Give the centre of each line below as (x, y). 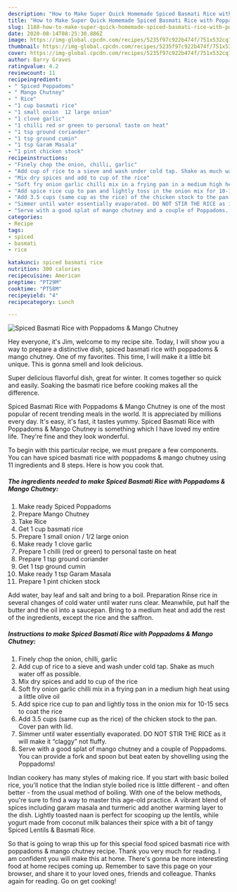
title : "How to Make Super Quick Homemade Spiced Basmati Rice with (110, 20)
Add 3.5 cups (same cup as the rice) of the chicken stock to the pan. (117, 719)
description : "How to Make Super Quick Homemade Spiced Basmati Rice (112, 14)
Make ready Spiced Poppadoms (65, 507)
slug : (16, 27)
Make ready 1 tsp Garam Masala (65, 574)
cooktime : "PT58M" (35, 289)
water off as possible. (50, 674)
